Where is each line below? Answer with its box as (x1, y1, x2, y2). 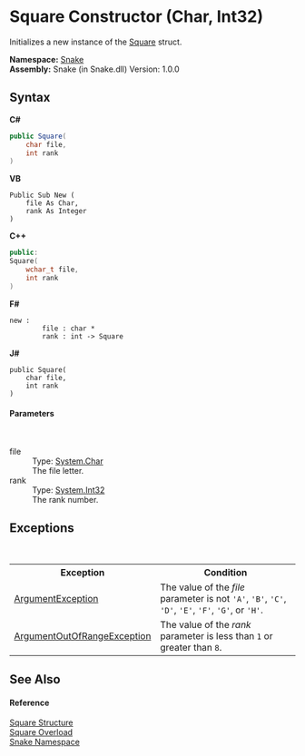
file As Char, (25, 199, 79, 208)
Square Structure (9, 717, 74, 728)
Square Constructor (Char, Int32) (9, 6, 263, 27)
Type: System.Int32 (32, 484, 105, 496)
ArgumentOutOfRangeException (14, 629, 152, 642)
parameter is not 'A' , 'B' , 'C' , (160, 592, 287, 604)
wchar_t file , (25, 265, 79, 274)
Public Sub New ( (9, 191, 75, 201)
